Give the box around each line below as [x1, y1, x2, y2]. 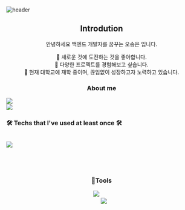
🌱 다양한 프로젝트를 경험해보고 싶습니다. [54, 61, 149, 68]
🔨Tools [91, 176, 112, 185]
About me [86, 84, 117, 92]
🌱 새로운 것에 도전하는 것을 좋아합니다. [56, 53, 147, 61]
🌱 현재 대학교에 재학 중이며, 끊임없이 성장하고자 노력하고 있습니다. [24, 68, 180, 76]
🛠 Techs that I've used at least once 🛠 [6, 119, 123, 127]
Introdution [80, 24, 123, 34]
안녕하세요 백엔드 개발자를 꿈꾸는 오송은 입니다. [45, 40, 158, 48]
